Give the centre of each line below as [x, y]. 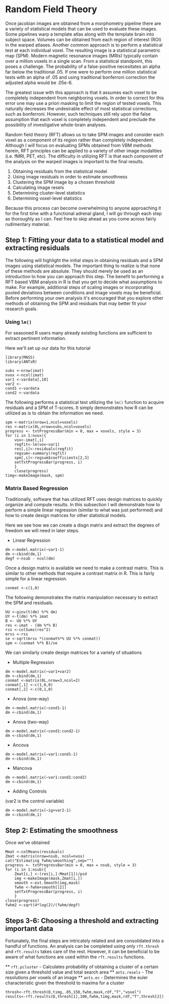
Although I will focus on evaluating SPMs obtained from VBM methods [78, 145]
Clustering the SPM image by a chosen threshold [64, 182]
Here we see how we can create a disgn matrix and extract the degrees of [82, 525]
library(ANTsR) [21, 362]
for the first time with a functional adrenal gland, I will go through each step [83, 213]
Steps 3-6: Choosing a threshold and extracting [82, 921]
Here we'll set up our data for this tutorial [48, 348]
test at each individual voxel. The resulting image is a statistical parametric [83, 50]
